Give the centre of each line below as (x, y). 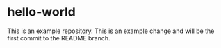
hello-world (42, 12)
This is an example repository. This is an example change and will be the (111, 31)
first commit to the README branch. (59, 38)
